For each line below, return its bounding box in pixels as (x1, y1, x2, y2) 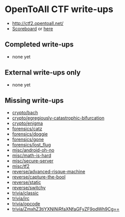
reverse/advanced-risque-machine (12, 169, 86, 175)
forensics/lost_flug (12, 142, 51, 148)
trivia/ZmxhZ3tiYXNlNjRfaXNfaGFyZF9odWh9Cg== (12, 206, 120, 212)
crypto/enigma (12, 120, 44, 127)
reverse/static (12, 179, 41, 185)
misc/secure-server (12, 158, 54, 164)
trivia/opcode (12, 201, 40, 207)
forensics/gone (12, 136, 44, 142)
